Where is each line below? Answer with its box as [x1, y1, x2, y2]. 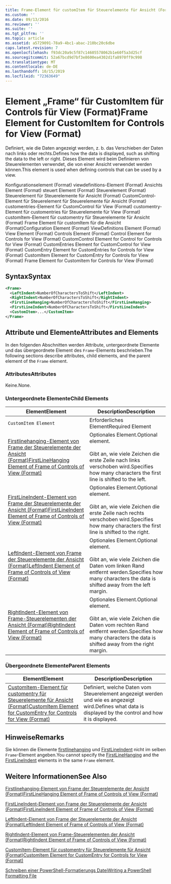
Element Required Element [89, 423, 151, 430]
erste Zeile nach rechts [89, 509, 145, 517]
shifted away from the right [89, 641, 154, 648]
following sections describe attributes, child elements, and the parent [5, 352, 151, 359]
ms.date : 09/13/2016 [5, 17, 49, 22]
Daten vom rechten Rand [89, 621, 149, 629]
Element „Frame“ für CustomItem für [5, 96, 164, 107]
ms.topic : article [5, 36, 44, 41]
